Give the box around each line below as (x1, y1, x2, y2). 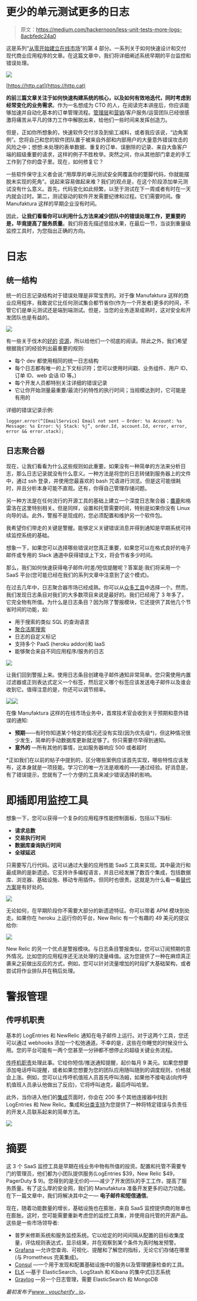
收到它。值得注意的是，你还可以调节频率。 (6, 686, 109, 693)
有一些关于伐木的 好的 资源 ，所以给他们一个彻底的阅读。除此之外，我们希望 (6, 337, 188, 344)
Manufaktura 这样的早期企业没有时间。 (6, 200, 100, 207)
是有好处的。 (16, 883, 47, 890)
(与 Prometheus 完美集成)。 (14, 1253, 82, 1260)
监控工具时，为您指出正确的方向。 (6, 227, 89, 234)
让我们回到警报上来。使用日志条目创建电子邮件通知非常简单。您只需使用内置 (6, 671, 191, 678)
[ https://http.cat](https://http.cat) (6, 82, 86, 89)
